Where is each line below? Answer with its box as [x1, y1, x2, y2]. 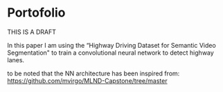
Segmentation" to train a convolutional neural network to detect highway [7, 48, 215, 57]
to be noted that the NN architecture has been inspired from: [7, 69, 180, 77]
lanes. [7, 55, 25, 64]
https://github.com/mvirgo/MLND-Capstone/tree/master [7, 76, 168, 84]
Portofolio [7, 5, 66, 21]
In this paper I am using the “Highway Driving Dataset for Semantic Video [7, 41, 216, 49]
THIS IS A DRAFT [7, 28, 57, 36]
